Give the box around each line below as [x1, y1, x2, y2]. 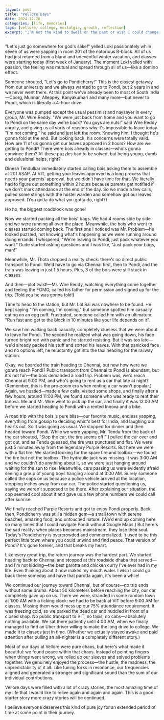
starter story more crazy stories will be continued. [5, 695, 106, 700]
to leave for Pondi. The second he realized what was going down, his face [5, 332, 154, 337]
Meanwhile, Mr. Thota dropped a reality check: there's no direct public [5, 257, 147, 262]
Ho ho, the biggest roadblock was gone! [5, 206, 86, 212]
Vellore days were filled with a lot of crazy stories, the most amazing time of [5, 684, 158, 690]
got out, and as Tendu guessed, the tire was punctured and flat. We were [5, 439, 153, 445]
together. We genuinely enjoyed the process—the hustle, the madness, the [5, 659, 156, 665]
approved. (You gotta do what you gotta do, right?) [5, 197, 108, 202]
